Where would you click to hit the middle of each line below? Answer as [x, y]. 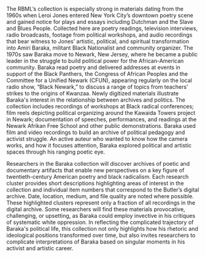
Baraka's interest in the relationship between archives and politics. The [96, 100]
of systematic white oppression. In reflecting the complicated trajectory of [100, 222]
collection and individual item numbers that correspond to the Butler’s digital [103, 190]
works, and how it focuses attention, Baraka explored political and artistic [99, 145]
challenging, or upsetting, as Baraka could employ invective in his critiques [101, 216]
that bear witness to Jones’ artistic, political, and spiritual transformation [98, 41]
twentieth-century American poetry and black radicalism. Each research [98, 177]
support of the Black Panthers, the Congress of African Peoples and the [97, 74]
